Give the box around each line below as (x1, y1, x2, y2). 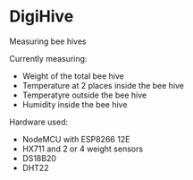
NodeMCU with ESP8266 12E (21, 133, 130, 144)
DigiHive (9, 6, 74, 27)
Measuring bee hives (9, 36, 87, 47)
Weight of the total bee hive (21, 70, 125, 81)
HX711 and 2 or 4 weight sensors (21, 143, 144, 154)
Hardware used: (9, 116, 69, 127)
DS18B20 (21, 152, 56, 163)
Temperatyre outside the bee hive (21, 90, 147, 100)
